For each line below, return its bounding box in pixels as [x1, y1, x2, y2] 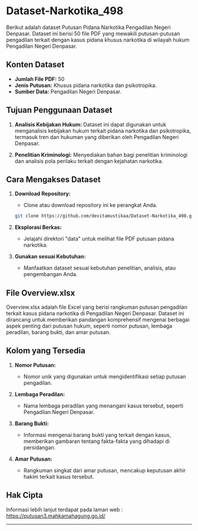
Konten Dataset [6, 60, 65, 70]
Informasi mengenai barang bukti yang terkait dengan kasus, [23, 431, 171, 438]
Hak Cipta [6, 490, 43, 500]
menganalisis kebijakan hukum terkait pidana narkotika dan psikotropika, [14, 127, 192, 134]
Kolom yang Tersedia [6, 346, 85, 356]
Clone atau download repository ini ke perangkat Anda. [23, 202, 158, 209]
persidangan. [23, 443, 56, 451]
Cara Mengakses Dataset [6, 174, 101, 184]
